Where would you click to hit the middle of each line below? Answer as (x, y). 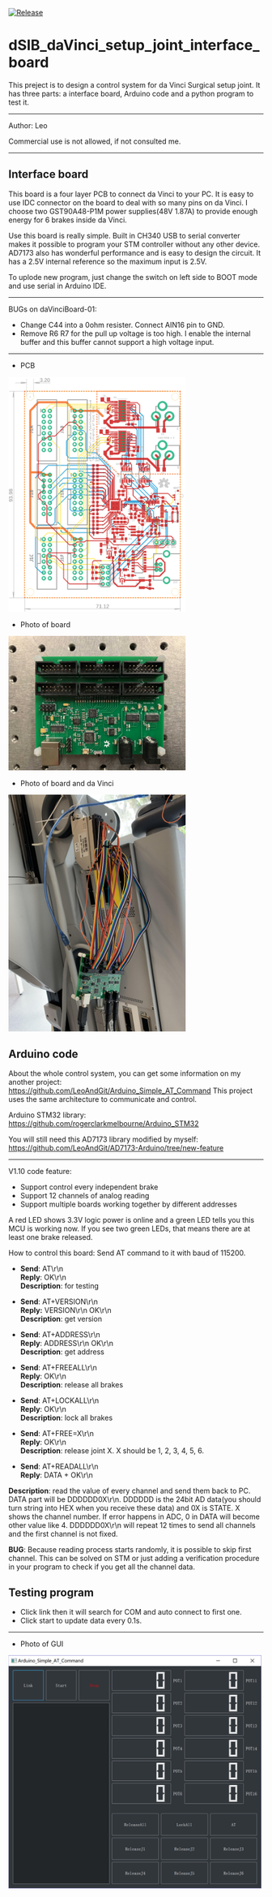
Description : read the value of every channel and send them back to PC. (130, 1491)
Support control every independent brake (89, 1187)
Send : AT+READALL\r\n (59, 1467)
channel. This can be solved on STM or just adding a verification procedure (134, 1559)
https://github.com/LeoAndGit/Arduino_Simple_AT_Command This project (131, 1090)
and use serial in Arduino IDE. (57, 286)
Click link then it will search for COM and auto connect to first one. (131, 1612)
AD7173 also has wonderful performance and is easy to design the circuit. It (135, 252)
